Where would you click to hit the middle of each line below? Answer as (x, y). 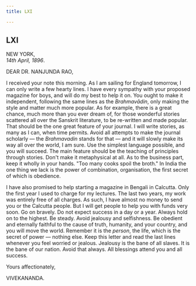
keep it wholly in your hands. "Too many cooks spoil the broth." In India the (96, 163)
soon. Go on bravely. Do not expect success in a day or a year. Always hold (97, 212)
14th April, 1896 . (25, 60)
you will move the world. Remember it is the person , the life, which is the (93, 231)
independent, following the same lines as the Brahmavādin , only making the (97, 102)
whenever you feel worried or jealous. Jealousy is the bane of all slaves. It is (98, 243)
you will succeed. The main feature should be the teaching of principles (92, 151)
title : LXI (19, 11)
